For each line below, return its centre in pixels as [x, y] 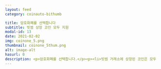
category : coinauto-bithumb [33, 14]
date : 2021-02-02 [23, 36]
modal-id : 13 [18, 32]
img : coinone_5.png [25, 41]
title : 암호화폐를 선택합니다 [30, 23]
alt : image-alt [20, 50]
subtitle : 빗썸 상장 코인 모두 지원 [37, 27]
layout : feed [18, 9]
